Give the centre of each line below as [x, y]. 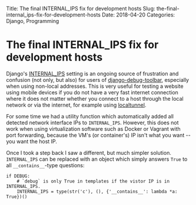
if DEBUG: [18, 176]
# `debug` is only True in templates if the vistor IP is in [93, 181]
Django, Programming [33, 21]
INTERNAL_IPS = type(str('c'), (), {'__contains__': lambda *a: [97, 191]
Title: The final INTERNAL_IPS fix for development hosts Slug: [81, 9]
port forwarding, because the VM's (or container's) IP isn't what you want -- [99, 135]
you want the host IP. [32, 141]
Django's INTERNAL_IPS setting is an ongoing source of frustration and [92, 74]
